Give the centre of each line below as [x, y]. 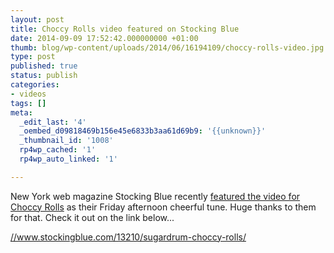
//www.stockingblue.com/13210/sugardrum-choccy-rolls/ [128, 237]
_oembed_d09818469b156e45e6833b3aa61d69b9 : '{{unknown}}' [143, 131]
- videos [28, 94]
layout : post [37, 19]
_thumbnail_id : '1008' [66, 141]
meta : [21, 112]
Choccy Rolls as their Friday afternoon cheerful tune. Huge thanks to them [163, 207]
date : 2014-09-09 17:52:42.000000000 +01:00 [104, 38]
